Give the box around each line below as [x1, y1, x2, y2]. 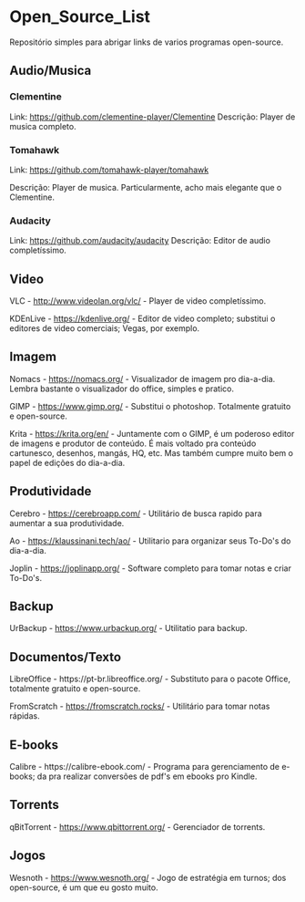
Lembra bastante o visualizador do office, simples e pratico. [9, 383, 235, 394]
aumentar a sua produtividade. [9, 517, 125, 528]
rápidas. [9, 710, 40, 721]
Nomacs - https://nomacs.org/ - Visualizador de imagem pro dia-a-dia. [9, 373, 276, 384]
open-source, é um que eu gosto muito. [9, 882, 158, 893]
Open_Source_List [9, 6, 151, 27]
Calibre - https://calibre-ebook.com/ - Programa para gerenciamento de [9, 762, 280, 772]
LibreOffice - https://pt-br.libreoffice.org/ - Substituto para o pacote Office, [9, 673, 291, 685]
